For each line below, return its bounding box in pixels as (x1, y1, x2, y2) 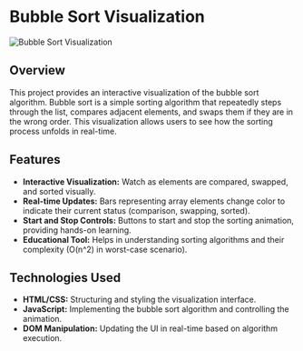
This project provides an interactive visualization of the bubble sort (9, 86, 259, 97)
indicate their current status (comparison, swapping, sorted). (22, 205, 251, 216)
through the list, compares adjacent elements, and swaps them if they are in (9, 106, 293, 117)
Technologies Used (9, 270, 121, 286)
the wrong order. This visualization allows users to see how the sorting (9, 115, 274, 126)
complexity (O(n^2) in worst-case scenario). (22, 244, 188, 255)
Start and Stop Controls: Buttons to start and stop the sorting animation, (22, 215, 295, 226)
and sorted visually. (22, 186, 96, 196)
